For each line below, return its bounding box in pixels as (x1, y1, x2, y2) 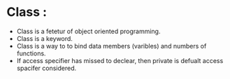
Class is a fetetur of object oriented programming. (16, 27, 161, 35)
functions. (16, 49, 46, 58)
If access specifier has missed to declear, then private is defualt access (16, 56, 224, 64)
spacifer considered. (16, 64, 77, 72)
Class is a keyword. (16, 34, 73, 42)
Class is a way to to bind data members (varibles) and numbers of (16, 42, 207, 50)
